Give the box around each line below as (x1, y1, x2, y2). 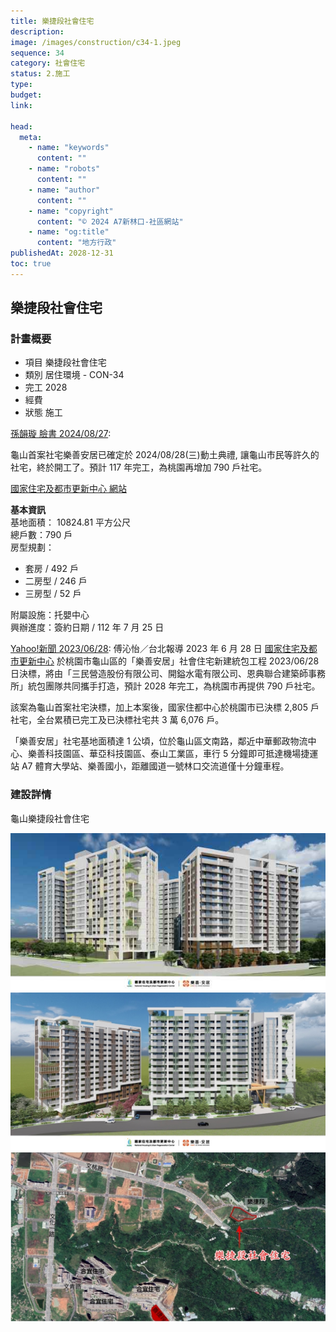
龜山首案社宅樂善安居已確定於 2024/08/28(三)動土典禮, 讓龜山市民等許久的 (10, 449, 320, 461)
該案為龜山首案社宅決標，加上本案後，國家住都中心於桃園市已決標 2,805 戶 (10, 701, 320, 714)
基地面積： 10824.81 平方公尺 (10, 516, 132, 529)
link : (10, 100, 33, 110)
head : (10, 121, 33, 132)
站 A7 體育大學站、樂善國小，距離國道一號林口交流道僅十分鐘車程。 (10, 760, 290, 772)
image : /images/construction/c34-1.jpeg (10, 37, 182, 47)
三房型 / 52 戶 (24, 588, 82, 600)
